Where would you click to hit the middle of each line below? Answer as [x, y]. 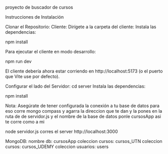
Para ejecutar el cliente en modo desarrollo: [50, 52]
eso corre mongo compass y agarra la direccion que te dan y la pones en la [84, 111]
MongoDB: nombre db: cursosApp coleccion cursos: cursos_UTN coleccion [84, 141]
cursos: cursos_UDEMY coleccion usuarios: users [57, 146]
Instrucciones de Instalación [35, 17]
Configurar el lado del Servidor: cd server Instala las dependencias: [75, 86]
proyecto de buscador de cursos [39, 7]
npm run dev [18, 61]
